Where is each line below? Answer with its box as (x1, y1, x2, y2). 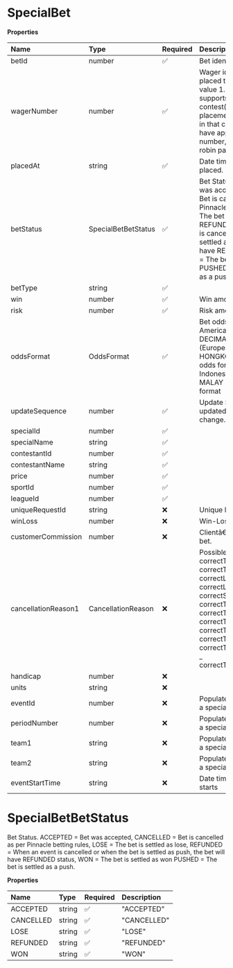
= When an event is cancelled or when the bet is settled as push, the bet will (7, 847, 225, 856)
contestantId (10, 449, 52, 458)
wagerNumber (10, 106, 58, 116)
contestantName (10, 460, 65, 469)
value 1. (199, 85, 225, 94)
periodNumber (10, 718, 59, 727)
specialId (10, 426, 40, 435)
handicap (10, 671, 42, 681)
